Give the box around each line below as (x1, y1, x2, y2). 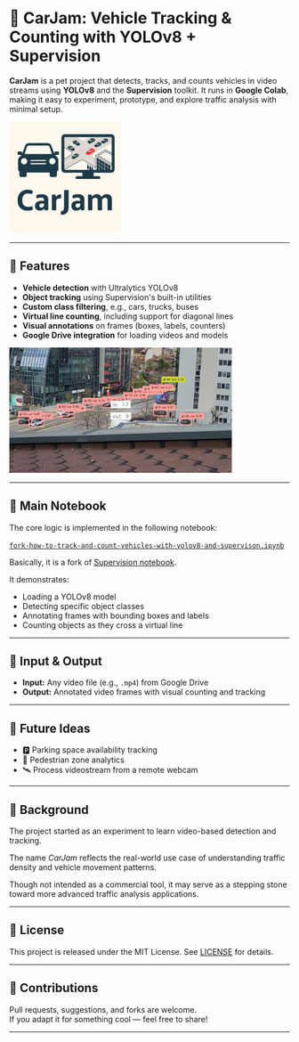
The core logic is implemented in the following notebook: (9, 522, 218, 533)
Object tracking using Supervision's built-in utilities (21, 291, 212, 302)
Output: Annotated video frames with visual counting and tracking (21, 687, 266, 697)
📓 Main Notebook (9, 499, 107, 514)
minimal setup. (9, 103, 63, 114)
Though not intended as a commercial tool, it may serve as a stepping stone (9, 879, 287, 890)
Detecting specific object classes (21, 600, 145, 611)
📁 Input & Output (9, 654, 102, 669)
